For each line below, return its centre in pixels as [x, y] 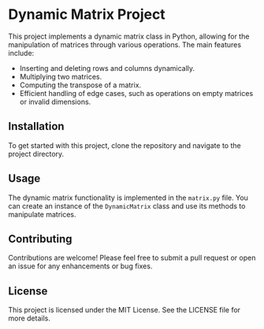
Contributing [40, 239]
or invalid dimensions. [55, 102]
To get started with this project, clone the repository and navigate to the [125, 145]
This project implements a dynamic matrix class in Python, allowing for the [129, 36]
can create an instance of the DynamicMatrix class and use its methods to [127, 205]
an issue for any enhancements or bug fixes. [80, 266]
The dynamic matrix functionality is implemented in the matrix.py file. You [128, 198]
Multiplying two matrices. [61, 76]
